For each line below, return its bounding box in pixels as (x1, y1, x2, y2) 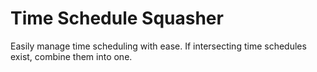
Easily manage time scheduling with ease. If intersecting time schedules (10, 40, 307, 52)
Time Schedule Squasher (10, 7, 224, 30)
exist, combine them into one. (10, 50, 133, 62)
